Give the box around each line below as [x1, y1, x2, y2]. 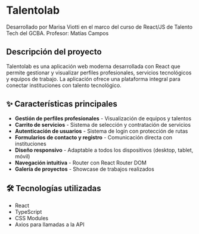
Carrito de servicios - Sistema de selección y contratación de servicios [14, 121, 191, 128]
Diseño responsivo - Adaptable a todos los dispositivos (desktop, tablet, [14, 146, 194, 154]
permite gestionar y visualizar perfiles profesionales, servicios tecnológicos [6, 69, 192, 76]
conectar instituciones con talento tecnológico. [6, 82, 122, 89]
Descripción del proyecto [6, 47, 102, 57]
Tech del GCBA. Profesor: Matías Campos [6, 29, 109, 36]
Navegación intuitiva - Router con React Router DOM [14, 159, 147, 166]
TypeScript [14, 208, 42, 216]
